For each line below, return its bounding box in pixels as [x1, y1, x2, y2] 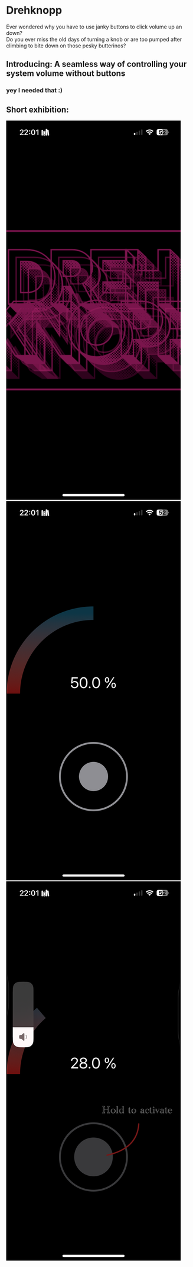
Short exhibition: [6, 104, 69, 114]
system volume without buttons [6, 69, 126, 79]
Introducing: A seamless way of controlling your [6, 59, 187, 69]
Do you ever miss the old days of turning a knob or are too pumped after [6, 36, 182, 43]
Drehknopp [6, 4, 63, 17]
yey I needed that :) [6, 87, 63, 95]
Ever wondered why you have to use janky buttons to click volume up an [6, 23, 182, 30]
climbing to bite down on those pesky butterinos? [6, 42, 126, 49]
